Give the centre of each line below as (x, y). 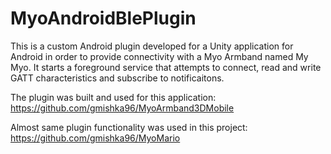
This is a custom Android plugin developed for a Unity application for (152, 46)
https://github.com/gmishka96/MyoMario (95, 138)
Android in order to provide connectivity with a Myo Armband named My (159, 56)
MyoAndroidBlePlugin (103, 18)
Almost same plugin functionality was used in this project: (129, 127)
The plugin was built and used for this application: (113, 97)
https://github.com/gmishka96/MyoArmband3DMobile (122, 108)
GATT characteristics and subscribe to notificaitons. (117, 78)
